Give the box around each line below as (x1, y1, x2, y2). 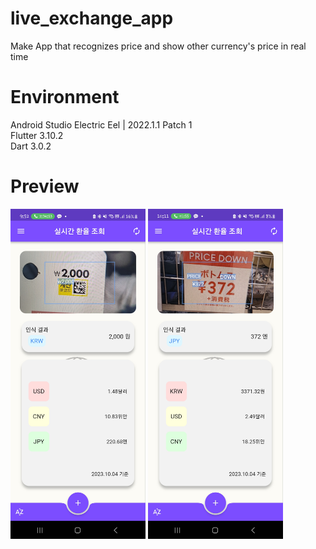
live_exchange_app (10, 7, 174, 30)
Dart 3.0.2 (10, 140, 52, 152)
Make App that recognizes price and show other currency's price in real (10, 40, 307, 52)
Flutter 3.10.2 (10, 129, 64, 141)
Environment (10, 86, 120, 109)
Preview (10, 175, 80, 198)
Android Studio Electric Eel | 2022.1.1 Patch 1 (10, 118, 193, 131)
